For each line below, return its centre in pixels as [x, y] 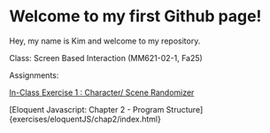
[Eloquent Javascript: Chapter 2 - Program [87, 109]
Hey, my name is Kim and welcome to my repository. [105, 41]
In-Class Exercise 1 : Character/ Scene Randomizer [102, 92]
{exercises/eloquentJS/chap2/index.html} [85, 119]
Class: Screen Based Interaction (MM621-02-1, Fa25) [106, 58]
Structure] [185, 109]
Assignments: [34, 75]
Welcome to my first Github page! [135, 16]
